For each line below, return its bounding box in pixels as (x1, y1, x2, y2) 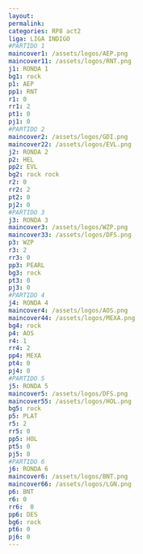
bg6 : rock (8, 517, 42, 526)
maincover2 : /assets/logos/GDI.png (8, 132, 128, 141)
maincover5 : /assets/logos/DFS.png (8, 389, 128, 398)
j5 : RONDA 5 (8, 382, 48, 390)
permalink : (8, 19, 45, 28)
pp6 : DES (8, 510, 38, 518)
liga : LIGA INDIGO (8, 34, 70, 43)
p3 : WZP (8, 239, 35, 247)
